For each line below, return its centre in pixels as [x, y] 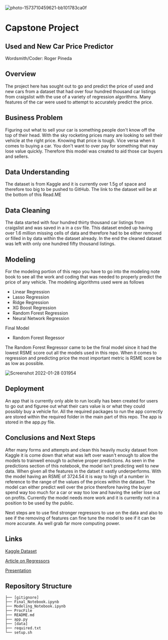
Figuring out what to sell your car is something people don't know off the [80, 129]
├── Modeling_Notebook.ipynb [35, 606]
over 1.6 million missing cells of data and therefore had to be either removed [83, 233]
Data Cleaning [28, 210]
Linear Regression [31, 292]
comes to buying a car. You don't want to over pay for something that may [81, 145]
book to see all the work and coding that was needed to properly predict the [83, 277]
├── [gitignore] [22, 597]
